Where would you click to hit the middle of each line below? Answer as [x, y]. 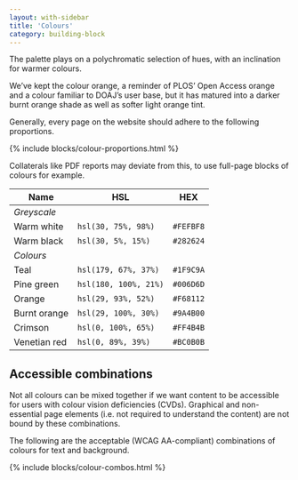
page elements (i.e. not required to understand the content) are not [167, 414]
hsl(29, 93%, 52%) [116, 299]
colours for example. [47, 175]
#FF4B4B [189, 328]
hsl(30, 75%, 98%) [116, 227]
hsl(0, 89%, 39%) [114, 342]
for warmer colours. [45, 68]
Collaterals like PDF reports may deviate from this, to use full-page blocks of [149, 166]
